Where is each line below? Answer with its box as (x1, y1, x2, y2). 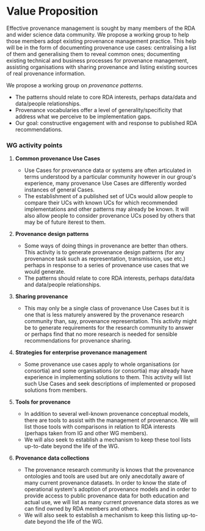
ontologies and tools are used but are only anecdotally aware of (24, 472, 185, 480)
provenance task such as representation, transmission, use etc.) (24, 255, 186, 263)
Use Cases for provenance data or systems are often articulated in (24, 166, 192, 174)
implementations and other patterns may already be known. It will (24, 205, 189, 213)
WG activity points (6, 141, 63, 149)
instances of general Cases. (24, 186, 95, 193)
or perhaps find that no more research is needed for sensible (24, 330, 178, 338)
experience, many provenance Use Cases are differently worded (24, 180, 187, 187)
